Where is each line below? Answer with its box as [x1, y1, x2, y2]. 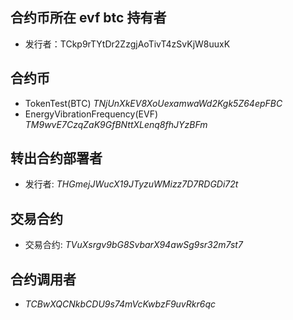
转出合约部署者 [10, 150, 103, 167]
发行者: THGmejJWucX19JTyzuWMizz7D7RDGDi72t [24, 178, 239, 190]
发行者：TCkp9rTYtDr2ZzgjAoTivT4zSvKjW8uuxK [24, 38, 231, 50]
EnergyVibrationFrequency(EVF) [24, 108, 159, 120]
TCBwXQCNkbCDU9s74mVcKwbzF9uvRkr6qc [24, 298, 217, 310]
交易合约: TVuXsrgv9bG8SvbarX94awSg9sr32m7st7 [24, 239, 243, 251]
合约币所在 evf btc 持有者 [10, 9, 167, 27]
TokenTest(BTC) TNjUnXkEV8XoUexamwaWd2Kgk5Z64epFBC [24, 97, 283, 109]
